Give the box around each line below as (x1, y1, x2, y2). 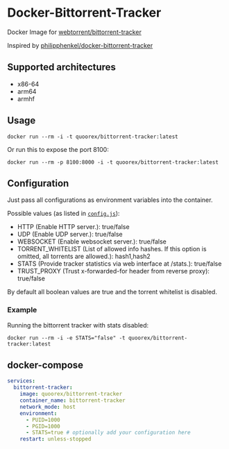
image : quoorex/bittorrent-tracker (19, 391, 123, 398)
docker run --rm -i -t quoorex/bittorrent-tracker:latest (7, 133, 178, 140)
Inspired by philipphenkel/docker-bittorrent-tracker (7, 41, 153, 49)
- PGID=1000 (25, 423, 60, 430)
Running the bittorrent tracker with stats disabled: (7, 321, 149, 329)
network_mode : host (19, 403, 76, 410)
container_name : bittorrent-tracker (19, 397, 126, 404)
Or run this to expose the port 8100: (7, 145, 109, 153)
